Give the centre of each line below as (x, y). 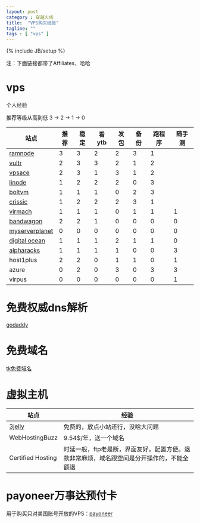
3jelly (17, 426)
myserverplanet (31, 231)
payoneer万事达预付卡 (62, 496)
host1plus (23, 260)
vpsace (19, 173)
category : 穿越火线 (30, 17)
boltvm (19, 192)
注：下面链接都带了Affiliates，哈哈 (48, 63)
